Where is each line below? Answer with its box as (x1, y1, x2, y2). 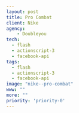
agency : (6, 25, 26, 32)
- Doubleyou (17, 31, 47, 37)
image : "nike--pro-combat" (6, 81, 74, 87)
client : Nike (6, 20, 39, 26)
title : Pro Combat (6, 14, 52, 20)
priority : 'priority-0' (6, 97, 66, 103)
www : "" (6, 87, 26, 93)
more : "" (6, 92, 28, 98)
